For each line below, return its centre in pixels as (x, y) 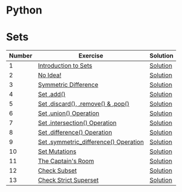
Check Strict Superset (68, 180)
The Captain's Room (66, 161)
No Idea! (50, 75)
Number (21, 56)
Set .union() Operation (69, 113)
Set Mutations (57, 151)
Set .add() (52, 95)
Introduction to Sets (65, 66)
